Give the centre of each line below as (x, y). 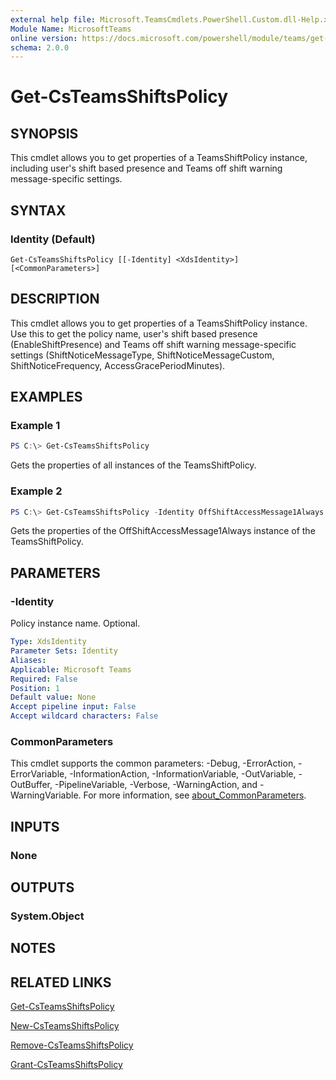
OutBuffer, (31, 785)
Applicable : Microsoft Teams (71, 669)
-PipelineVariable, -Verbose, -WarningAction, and (156, 785)
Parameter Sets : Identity (64, 651)
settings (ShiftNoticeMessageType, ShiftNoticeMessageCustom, (142, 355)
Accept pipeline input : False (73, 707)
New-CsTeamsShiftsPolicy (65, 1026)
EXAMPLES (46, 397)
